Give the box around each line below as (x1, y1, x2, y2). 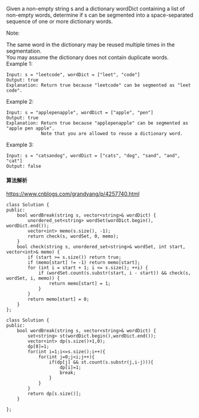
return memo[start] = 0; (27, 296, 90, 302)
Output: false (6, 163, 42, 169)
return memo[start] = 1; (48, 281, 111, 287)
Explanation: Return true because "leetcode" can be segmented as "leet (6, 82, 191, 88)
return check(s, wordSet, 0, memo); (27, 233, 119, 239)
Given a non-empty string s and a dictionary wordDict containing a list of (6, 5, 185, 12)
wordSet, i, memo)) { (6, 275, 60, 281)
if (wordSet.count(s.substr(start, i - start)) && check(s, (38, 270, 191, 276)
